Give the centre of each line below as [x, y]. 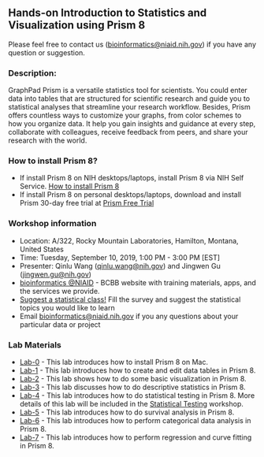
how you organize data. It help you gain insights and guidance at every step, [132, 124]
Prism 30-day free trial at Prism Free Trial [87, 203]
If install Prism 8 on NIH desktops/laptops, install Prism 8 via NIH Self [132, 178]
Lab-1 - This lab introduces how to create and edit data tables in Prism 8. [138, 370]
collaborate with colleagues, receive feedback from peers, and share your [128, 132]
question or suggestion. [46, 52]
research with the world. [48, 140]
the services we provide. [59, 291]
